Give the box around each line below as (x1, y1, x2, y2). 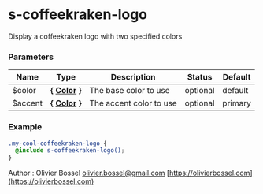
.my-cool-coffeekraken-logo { (8, 140, 108, 147)
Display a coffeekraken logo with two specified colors (8, 32, 183, 41)
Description (110, 72, 156, 83)
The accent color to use (89, 98, 177, 109)
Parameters (8, 51, 54, 62)
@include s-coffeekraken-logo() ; (15, 147, 125, 155)
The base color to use (89, 85, 171, 96)
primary (222, 98, 252, 109)
